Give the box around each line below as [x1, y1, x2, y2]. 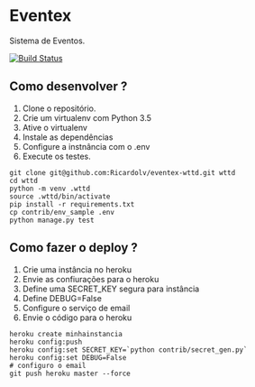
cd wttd [9, 176, 39, 185]
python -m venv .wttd [9, 184, 91, 193]
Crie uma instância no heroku [22, 263, 132, 275]
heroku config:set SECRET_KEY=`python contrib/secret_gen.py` [9, 345, 248, 355]
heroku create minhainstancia [9, 329, 123, 338]
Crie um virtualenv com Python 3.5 [22, 112, 151, 123]
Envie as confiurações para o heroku [22, 273, 159, 284]
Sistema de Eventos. [9, 35, 86, 46]
